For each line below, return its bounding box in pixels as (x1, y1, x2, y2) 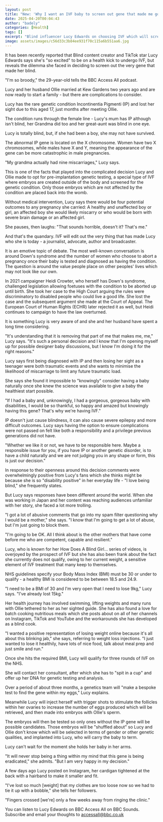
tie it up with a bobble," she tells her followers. (5, 787, 98, 793)
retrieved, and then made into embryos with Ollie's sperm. (5, 709, 121, 715)
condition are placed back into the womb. (5, 189, 88, 195)
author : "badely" (5, 20, 40, 26)
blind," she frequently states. (5, 482, 63, 488)
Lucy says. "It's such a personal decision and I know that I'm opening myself (5, 338, 158, 344)
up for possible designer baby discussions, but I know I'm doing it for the (5, 343, 151, 349)
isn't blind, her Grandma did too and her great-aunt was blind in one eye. (5, 121, 150, 126)
